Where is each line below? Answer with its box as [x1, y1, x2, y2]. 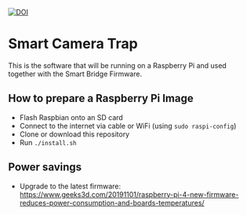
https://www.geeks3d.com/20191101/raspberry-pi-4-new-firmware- [19, 189, 239, 199]
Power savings [8, 161, 82, 174]
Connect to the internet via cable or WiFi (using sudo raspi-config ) [19, 121, 237, 130]
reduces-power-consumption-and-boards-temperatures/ [19, 198, 205, 207]
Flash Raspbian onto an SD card [19, 112, 123, 122]
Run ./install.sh [19, 137, 77, 147]
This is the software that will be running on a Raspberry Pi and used [8, 60, 227, 70]
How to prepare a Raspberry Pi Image [8, 92, 194, 105]
